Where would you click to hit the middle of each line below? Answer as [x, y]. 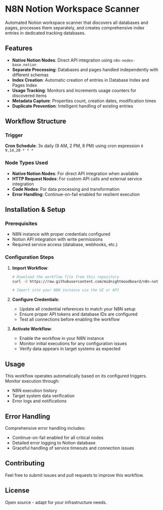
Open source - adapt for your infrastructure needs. [56, 502]
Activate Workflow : [32, 329]
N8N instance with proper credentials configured [61, 234]
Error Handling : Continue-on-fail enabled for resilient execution [76, 194]
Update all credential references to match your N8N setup [77, 309]
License [17, 491]
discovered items [29, 95]
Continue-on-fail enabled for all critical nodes [58, 437]
